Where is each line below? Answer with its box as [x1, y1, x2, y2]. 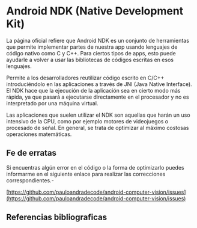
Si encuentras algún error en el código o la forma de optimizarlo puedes [6, 164, 184, 171]
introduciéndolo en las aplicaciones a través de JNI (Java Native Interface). [6, 80, 192, 88]
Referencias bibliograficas [6, 212, 107, 223]
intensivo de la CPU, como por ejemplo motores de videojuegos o [6, 117, 169, 125]
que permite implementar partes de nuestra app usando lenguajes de [6, 43, 178, 51]
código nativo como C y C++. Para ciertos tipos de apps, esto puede [6, 49, 176, 57]
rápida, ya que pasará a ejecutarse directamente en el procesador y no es [6, 93, 189, 100]
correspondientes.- [6, 176, 54, 184]
